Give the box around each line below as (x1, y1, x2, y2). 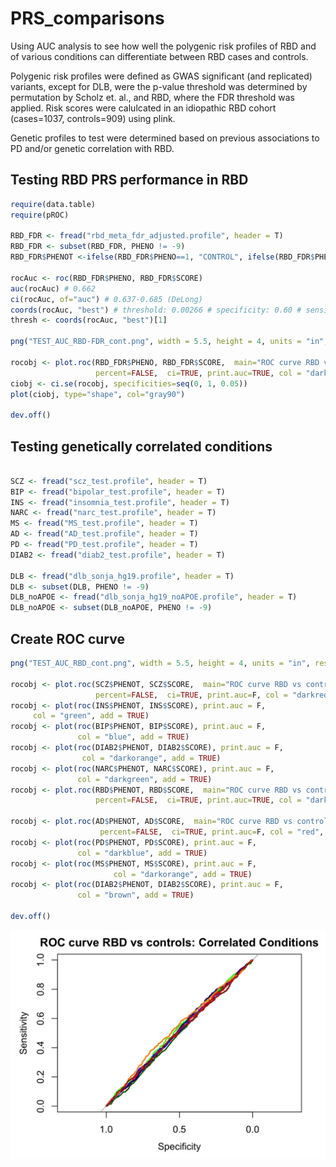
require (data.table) (10, 199, 97, 209)
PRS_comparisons (10, 7, 165, 30)
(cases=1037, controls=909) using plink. (10, 112, 176, 124)
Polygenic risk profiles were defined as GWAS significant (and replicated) (10, 70, 313, 82)
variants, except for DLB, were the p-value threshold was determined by (10, 80, 308, 92)
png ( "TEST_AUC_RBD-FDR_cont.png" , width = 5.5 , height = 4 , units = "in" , (10, 337, 329, 347)
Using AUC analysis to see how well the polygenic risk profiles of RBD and (10, 40, 317, 52)
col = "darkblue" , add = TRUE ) (77, 848, 208, 858)
